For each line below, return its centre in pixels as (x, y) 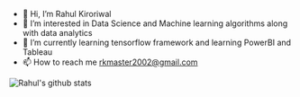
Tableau (37, 52)
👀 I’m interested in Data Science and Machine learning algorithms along (155, 23)
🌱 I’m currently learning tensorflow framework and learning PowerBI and (156, 42)
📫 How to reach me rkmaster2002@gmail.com (110, 62)
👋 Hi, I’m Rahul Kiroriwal (67, 14)
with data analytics (57, 33)
